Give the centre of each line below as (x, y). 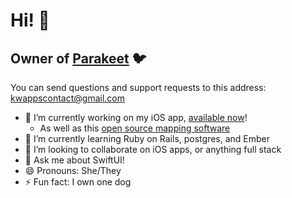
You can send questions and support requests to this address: (138, 87)
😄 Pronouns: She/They (73, 170)
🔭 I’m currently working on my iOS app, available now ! (136, 117)
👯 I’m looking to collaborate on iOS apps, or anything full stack (153, 149)
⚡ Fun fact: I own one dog (78, 182)
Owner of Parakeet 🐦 (78, 58)
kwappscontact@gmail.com (67, 98)
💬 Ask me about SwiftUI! (74, 160)
